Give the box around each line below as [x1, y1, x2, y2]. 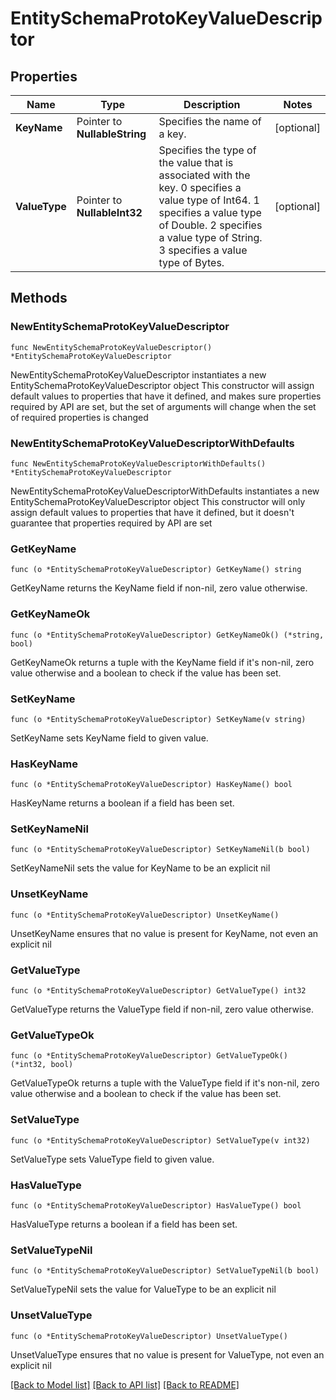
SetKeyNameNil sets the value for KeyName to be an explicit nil [10, 862, 271, 874]
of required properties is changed [10, 411, 149, 423]
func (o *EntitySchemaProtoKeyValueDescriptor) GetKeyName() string [10, 565, 302, 575]
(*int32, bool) [10, 1060, 74, 1070]
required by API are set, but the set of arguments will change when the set [10, 400, 317, 412]
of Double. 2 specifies [158, 218, 263, 232]
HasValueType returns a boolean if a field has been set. [10, 1218, 238, 1230]
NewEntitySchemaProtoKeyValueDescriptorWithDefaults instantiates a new [10, 485, 320, 497]
